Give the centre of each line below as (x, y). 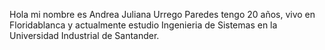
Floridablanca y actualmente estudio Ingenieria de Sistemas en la (143, 25)
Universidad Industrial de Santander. (84, 35)
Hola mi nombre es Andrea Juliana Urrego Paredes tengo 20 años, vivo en (162, 14)
